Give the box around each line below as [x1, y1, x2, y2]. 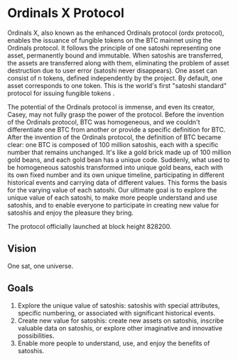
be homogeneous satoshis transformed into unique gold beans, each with [7, 163, 224, 171]
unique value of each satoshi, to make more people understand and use [7, 193, 218, 202]
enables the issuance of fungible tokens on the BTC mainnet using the [7, 36, 212, 44]
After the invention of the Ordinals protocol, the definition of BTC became [7, 133, 222, 141]
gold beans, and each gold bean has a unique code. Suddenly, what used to [7, 155, 230, 164]
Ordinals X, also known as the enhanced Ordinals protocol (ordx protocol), [7, 28, 225, 37]
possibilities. [17, 331, 55, 340]
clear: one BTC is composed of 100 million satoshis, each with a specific [7, 140, 219, 149]
